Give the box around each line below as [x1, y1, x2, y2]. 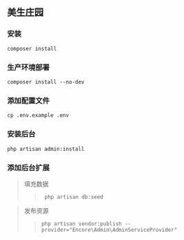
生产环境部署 [7, 62, 50, 72]
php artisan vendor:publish [41, 220, 122, 227]
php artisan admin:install [7, 145, 85, 152]
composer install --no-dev [7, 78, 85, 85]
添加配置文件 [7, 95, 50, 105]
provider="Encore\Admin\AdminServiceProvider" [41, 226, 178, 233]
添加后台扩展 [7, 163, 50, 172]
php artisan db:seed [44, 193, 103, 201]
